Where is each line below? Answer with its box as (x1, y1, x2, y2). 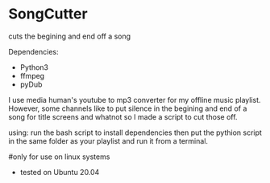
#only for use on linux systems (8, 152, 110, 161)
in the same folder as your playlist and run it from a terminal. (8, 136, 208, 145)
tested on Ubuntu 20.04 (19, 167, 100, 177)
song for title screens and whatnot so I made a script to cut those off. (8, 112, 238, 121)
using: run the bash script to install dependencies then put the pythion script (8, 128, 262, 137)
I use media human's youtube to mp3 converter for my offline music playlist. (8, 95, 261, 104)
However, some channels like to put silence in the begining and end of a (8, 104, 247, 113)
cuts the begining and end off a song (8, 31, 131, 41)
